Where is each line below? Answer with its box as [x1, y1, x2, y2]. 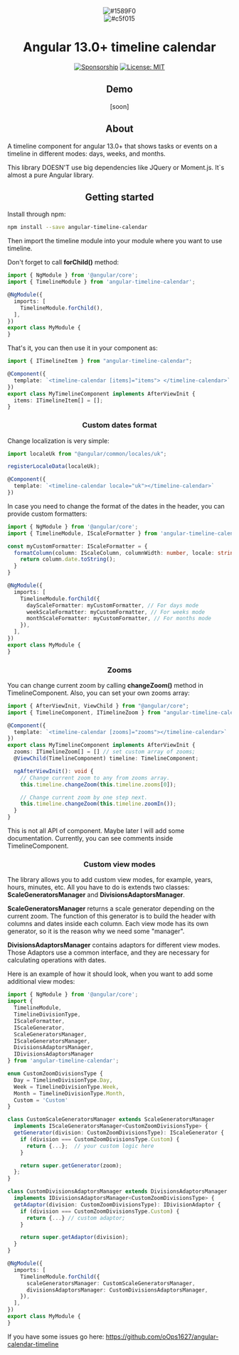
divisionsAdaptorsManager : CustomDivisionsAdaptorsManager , [26, 1286, 208, 1294]
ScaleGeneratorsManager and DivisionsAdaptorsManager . [7, 891, 185, 899]
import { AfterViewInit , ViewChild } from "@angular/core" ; [7, 702, 190, 709]
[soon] [110, 102, 129, 110]
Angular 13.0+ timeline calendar [23, 39, 216, 55]
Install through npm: [7, 210, 66, 218]
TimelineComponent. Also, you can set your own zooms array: [7, 689, 190, 697]
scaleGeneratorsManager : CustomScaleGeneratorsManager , [26, 1280, 196, 1287]
